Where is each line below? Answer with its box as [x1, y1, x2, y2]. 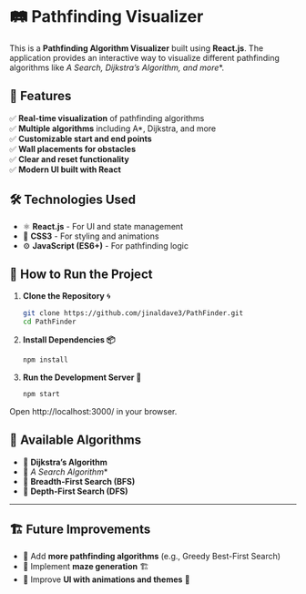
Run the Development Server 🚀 [22, 372, 142, 383]
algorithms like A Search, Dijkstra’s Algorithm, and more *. [9, 62, 225, 73]
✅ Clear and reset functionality [9, 153, 129, 164]
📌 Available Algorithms [9, 433, 142, 448]
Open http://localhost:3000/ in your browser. [9, 405, 178, 416]
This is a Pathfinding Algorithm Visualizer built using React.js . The [9, 42, 264, 54]
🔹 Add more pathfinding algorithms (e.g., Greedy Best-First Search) [22, 550, 280, 561]
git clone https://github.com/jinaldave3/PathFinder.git [22, 309, 244, 318]
